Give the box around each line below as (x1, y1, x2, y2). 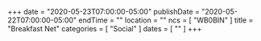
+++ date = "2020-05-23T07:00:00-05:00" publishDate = (7, 7, 201, 16)
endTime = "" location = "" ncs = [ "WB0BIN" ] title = (78, 15, 254, 25)
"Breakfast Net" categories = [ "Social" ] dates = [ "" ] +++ (7, 24, 202, 33)
